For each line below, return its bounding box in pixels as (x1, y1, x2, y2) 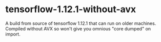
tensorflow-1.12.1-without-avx (5, 4, 136, 15)
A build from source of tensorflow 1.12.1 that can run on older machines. (5, 20, 156, 26)
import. (5, 31, 21, 37)
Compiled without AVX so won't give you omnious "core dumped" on (5, 25, 151, 31)
